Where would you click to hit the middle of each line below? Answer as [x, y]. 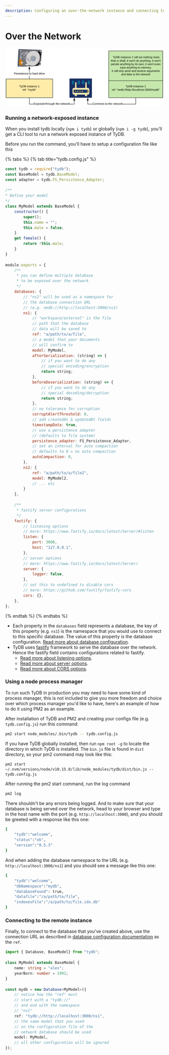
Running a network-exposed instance [52, 118]
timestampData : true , [55, 425]
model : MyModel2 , [50, 478]
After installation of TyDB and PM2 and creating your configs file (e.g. [77, 718]
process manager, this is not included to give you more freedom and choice [83, 698]
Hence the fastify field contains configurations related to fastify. [78, 653]
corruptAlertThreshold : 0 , [60, 415]
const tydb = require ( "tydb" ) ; [38, 169]
